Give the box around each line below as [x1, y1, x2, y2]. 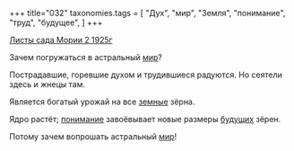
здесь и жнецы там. [9, 79, 85, 89]
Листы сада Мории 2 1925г [9, 35, 113, 45]
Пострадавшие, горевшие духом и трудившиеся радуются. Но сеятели [9, 69, 282, 80]
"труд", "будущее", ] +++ [9, 17, 103, 28]
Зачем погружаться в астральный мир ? [9, 52, 163, 62]
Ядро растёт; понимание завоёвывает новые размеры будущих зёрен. [9, 114, 281, 124]
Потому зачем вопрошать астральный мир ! [9, 131, 177, 142]
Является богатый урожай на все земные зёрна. [9, 96, 195, 107]
